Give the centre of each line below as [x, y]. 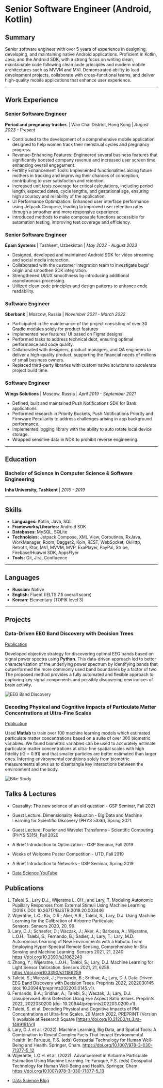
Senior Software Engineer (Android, [78, 9]
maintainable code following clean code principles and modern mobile [75, 65]
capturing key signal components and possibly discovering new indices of [79, 679]
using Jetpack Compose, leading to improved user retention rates [78, 206]
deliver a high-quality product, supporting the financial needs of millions [84, 355]
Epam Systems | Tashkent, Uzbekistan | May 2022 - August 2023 [71, 245]
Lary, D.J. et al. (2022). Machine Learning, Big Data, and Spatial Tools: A [84, 1029]
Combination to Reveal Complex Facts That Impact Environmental [77, 1034]
